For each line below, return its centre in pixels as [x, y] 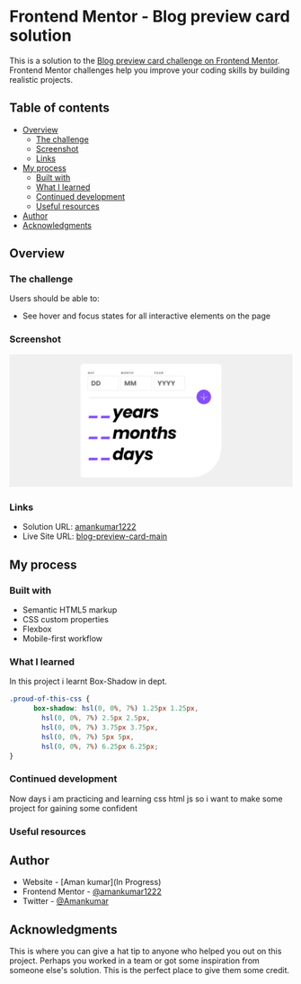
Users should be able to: [55, 299]
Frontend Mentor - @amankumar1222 [92, 891]
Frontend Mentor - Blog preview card [150, 17]
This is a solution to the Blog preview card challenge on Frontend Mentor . [145, 60]
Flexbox [37, 629]
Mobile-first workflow [62, 638]
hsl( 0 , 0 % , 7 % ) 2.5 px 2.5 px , [96, 718]
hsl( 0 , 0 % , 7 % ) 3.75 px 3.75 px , [100, 727]
